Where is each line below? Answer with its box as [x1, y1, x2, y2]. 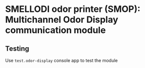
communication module [5, 25, 106, 36]
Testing [5, 44, 29, 53]
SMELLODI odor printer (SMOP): [5, 3, 141, 15]
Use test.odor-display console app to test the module [5, 58, 118, 63]
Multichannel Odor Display [5, 14, 118, 25]
